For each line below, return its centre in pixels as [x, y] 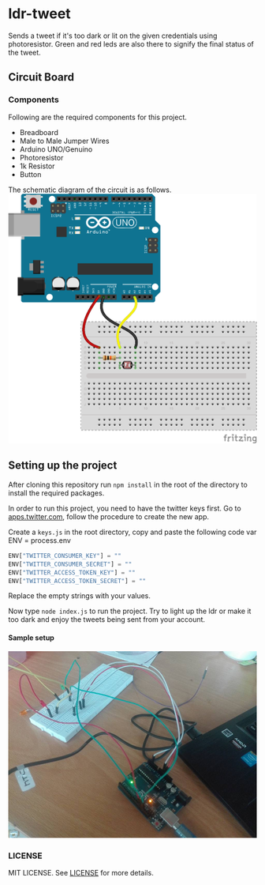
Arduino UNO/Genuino [56, 149]
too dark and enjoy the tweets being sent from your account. [107, 619]
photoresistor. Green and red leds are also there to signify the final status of [131, 43]
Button [30, 174]
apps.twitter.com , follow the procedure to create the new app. [108, 516]
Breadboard [39, 132]
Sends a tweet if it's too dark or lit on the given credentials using [113, 36]
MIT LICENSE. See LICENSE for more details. [81, 872]
